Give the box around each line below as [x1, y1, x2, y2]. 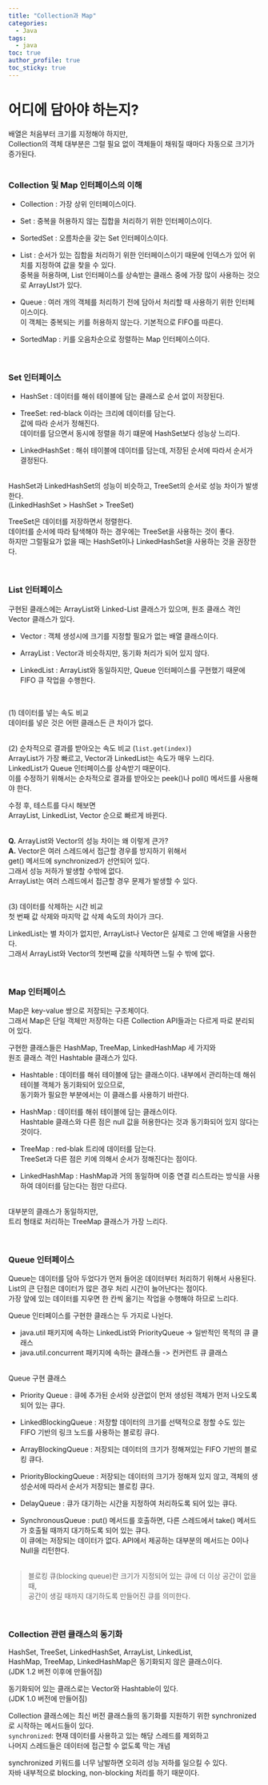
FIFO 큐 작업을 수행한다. [19, 675, 96, 685]
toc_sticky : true [8, 64, 66, 72]
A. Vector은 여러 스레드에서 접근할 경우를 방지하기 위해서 [8, 846, 187, 856]
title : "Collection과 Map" [8, 11, 97, 20]
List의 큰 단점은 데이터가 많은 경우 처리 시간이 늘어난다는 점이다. [8, 1283, 208, 1294]
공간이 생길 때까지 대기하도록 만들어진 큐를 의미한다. [27, 1591, 190, 1601]
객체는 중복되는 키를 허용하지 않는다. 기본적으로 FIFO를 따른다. [28, 317, 224, 327]
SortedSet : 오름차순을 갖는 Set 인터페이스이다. [19, 233, 169, 243]
